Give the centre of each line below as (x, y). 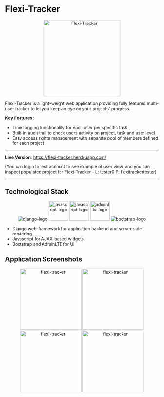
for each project (28, 143)
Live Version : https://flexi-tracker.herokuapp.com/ (56, 157)
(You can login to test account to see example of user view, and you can (78, 166)
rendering (22, 234)
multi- (153, 103)
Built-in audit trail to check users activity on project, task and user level (83, 133)
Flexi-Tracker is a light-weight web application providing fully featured (75, 103)
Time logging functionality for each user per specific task (70, 127)
